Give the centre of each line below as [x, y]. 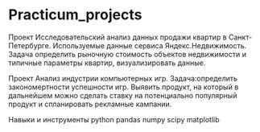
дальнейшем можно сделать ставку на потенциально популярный [123, 95]
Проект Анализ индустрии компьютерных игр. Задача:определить [123, 78]
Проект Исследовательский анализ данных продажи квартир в [118, 37]
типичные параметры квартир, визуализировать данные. [107, 63]
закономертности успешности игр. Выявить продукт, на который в [124, 87]
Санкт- [240, 37]
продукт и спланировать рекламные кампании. [90, 104]
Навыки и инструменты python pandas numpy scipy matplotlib [114, 119]
